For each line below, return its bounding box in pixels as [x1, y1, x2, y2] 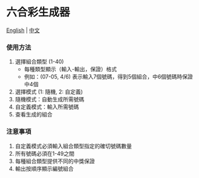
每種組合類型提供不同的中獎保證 [15, 157, 95, 165]
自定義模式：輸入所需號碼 [15, 103, 79, 110]
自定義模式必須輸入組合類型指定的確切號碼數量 [15, 142, 132, 150]
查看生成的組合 [15, 111, 53, 118]
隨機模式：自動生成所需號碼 [15, 96, 85, 103]
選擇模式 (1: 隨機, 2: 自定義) [15, 88, 83, 95]
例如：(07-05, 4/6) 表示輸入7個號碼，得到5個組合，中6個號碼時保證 [24, 73, 194, 80]
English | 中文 [6, 27, 41, 34]
